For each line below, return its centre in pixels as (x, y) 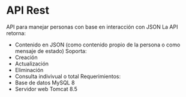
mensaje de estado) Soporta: (51, 51)
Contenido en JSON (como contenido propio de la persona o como (97, 45)
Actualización (32, 64)
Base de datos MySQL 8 (45, 82)
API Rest (28, 10)
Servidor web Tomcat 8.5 (46, 89)
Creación (26, 57)
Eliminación (29, 70)
